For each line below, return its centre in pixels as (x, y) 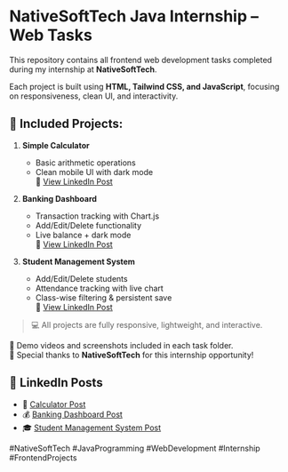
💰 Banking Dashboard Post (72, 414)
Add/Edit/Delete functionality (88, 225)
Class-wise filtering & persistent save (104, 297)
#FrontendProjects (43, 457)
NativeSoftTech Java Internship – (134, 16)
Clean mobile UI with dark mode (94, 172)
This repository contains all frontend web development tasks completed (141, 60)
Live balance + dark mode (83, 235)
